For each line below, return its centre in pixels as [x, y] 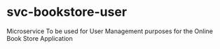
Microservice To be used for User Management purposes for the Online [110, 31]
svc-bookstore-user [67, 12]
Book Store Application [40, 38]
